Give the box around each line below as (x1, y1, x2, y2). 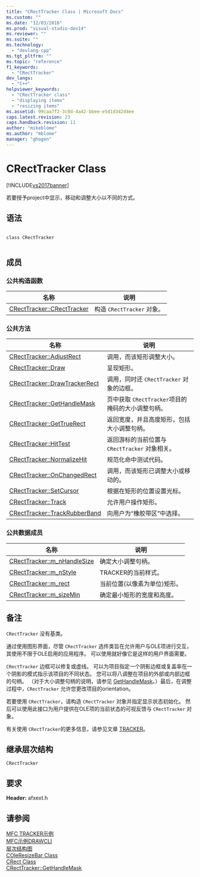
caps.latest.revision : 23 (6, 114, 70, 120)
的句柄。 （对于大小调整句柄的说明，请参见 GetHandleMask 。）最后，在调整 (6, 677, 192, 684)
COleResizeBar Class (6, 852, 58, 859)
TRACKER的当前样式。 (99, 568, 164, 577)
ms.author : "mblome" (6, 131, 58, 137)
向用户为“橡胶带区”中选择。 (107, 509, 184, 517)
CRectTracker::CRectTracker (9, 305, 89, 313)
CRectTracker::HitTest (9, 439, 70, 448)
